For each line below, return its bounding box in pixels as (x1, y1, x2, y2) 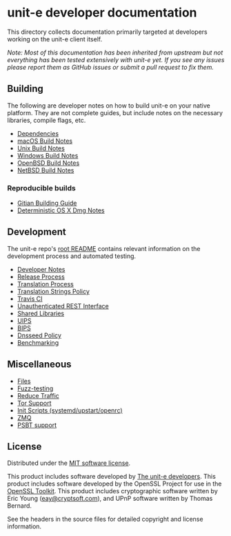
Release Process (17, 272, 66, 281)
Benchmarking (17, 338, 59, 346)
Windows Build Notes (17, 151, 79, 159)
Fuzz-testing (17, 384, 54, 393)
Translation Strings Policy (17, 287, 90, 295)
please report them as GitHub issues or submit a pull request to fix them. (7, 63, 214, 71)
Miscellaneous (7, 359, 72, 370)
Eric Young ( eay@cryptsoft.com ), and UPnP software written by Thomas (7, 495, 213, 503)
